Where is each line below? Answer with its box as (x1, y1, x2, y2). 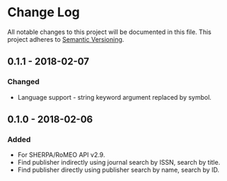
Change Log (7, 4, 80, 21)
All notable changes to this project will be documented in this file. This (7, 28, 212, 36)
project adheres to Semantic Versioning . (7, 35, 124, 43)
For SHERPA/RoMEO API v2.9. (17, 151, 105, 159)
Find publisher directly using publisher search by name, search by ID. (17, 165, 220, 174)
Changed (7, 77, 40, 87)
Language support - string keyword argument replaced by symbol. (17, 93, 212, 101)
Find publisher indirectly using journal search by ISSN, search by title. (17, 158, 221, 167)
